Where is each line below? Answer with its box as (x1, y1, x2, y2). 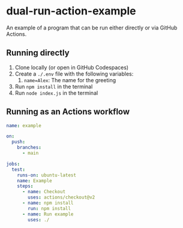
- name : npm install (22, 200, 74, 206)
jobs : (6, 161, 20, 167)
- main (22, 150, 39, 157)
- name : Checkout (22, 189, 66, 195)
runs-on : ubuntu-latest (17, 172, 77, 178)
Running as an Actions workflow (6, 107, 130, 117)
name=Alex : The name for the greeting (23, 76, 116, 83)
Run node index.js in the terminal (14, 89, 98, 97)
